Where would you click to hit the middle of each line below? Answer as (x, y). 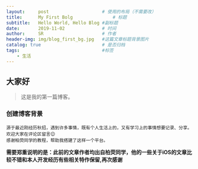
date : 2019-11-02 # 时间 (61, 28)
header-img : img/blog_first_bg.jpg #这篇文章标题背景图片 (78, 39)
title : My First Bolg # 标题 (67, 17)
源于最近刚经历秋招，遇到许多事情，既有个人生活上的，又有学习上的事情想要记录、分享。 (99, 128)
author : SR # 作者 (61, 34)
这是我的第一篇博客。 (47, 97)
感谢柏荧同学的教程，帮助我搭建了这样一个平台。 (57, 140)
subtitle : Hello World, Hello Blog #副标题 (62, 23)
